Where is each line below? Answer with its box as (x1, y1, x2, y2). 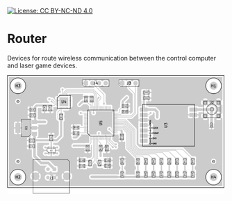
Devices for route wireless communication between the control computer (7, 54, 217, 62)
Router (7, 31, 47, 47)
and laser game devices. (7, 61, 78, 70)
